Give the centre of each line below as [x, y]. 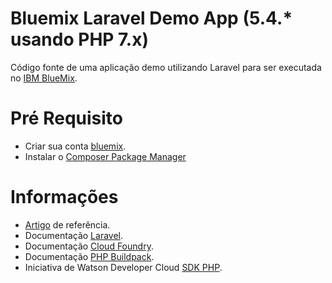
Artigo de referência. [67, 224]
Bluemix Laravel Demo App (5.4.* [151, 18]
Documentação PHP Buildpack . [89, 256]
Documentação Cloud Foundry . [89, 246]
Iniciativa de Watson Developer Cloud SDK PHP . [123, 267]
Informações [64, 197]
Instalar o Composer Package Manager [105, 156]
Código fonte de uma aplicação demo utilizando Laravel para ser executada [166, 67]
